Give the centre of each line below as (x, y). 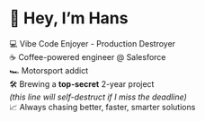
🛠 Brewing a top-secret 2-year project (82, 83)
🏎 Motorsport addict (49, 70)
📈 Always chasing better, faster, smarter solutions (102, 107)
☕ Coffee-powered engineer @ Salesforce (88, 56)
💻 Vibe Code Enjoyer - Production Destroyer (93, 43)
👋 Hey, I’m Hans (69, 18)
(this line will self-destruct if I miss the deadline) (98, 97)
